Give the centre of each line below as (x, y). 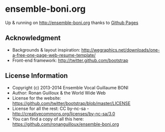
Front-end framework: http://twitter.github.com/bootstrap (70, 60)
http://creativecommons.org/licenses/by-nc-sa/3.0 (64, 113)
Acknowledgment (33, 38)
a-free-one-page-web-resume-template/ (54, 55)
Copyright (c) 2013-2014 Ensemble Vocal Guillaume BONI (70, 87)
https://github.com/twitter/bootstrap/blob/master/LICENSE (71, 103)
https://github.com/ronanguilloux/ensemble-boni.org (66, 124)
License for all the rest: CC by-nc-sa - (51, 108)
